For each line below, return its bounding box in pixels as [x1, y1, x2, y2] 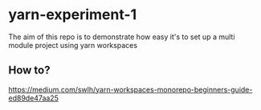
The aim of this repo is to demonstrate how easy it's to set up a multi [8, 32, 235, 41]
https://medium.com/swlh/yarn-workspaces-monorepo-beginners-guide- [8, 84, 253, 94]
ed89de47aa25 [8, 93, 59, 103]
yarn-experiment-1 [8, 6, 137, 24]
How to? [8, 64, 51, 77]
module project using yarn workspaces [8, 40, 138, 49]
